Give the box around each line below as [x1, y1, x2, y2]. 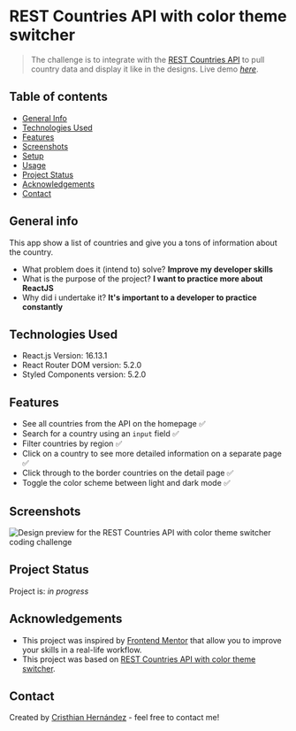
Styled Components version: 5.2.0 [21, 369, 147, 380]
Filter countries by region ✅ [21, 438, 123, 449]
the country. [9, 246, 54, 258]
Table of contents [9, 89, 108, 104]
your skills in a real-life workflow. [21, 644, 142, 655]
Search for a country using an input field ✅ [21, 428, 179, 439]
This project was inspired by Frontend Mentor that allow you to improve [21, 635, 283, 645]
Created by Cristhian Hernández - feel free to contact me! [9, 712, 220, 723]
